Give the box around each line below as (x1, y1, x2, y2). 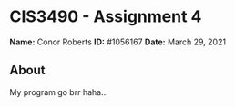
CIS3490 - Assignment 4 (9, 6, 202, 27)
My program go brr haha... (9, 86, 109, 97)
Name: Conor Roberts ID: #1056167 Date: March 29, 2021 (9, 36, 226, 47)
